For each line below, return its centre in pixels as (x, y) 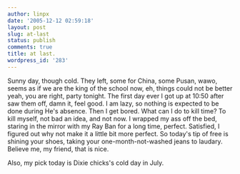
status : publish (31, 41)
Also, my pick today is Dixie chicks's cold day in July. (86, 163)
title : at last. (31, 54)
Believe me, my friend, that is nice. (58, 149)
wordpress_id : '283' (38, 61)
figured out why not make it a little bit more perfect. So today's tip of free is (118, 133)
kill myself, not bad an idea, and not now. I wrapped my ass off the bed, (112, 118)
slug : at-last (29, 34)
